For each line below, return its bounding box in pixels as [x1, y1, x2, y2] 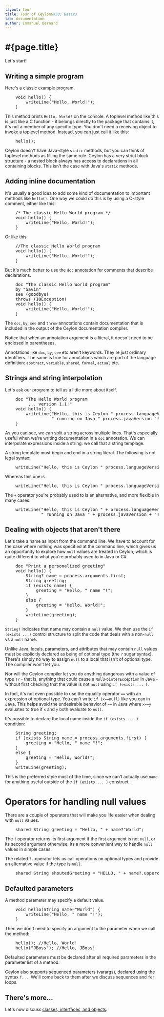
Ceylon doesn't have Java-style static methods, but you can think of [5, 147, 145, 153]
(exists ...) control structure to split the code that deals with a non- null [5, 631, 154, 637]
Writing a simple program [5, 72, 84, 81]
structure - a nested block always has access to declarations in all [5, 158, 138, 163]
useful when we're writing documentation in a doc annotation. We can [5, 435, 145, 441]
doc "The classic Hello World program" [15, 282, 111, 287]
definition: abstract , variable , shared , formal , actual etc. [5, 360, 120, 366]
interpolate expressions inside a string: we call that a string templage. [5, 440, 145, 446]
